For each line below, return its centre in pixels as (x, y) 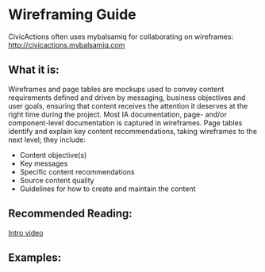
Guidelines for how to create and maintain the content (108, 189)
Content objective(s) (53, 155)
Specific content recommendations (77, 171)
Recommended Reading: (70, 214)
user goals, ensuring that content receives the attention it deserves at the (128, 105)
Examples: (35, 257)
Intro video (26, 232)
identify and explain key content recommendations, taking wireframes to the (133, 131)
